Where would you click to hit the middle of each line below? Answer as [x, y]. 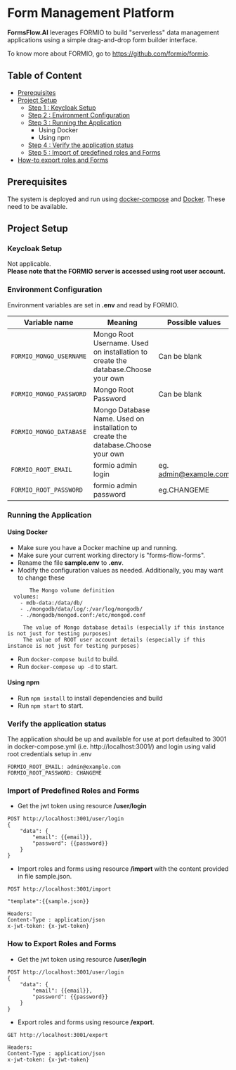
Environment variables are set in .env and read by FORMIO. [93, 305]
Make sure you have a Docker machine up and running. [97, 547]
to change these [41, 578]
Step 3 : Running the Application [74, 122]
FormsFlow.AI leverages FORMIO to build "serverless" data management [113, 32]
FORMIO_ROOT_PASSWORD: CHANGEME [54, 773]
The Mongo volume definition [72, 590]
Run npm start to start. [50, 706]
